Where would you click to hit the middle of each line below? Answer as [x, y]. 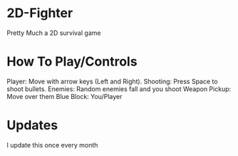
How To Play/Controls [72, 62]
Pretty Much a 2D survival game [54, 33]
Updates [32, 125]
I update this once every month [52, 145]
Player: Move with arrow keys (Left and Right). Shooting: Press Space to [112, 81]
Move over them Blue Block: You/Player [64, 96]
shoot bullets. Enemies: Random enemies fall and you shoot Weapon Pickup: [119, 89]
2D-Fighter [40, 13]
